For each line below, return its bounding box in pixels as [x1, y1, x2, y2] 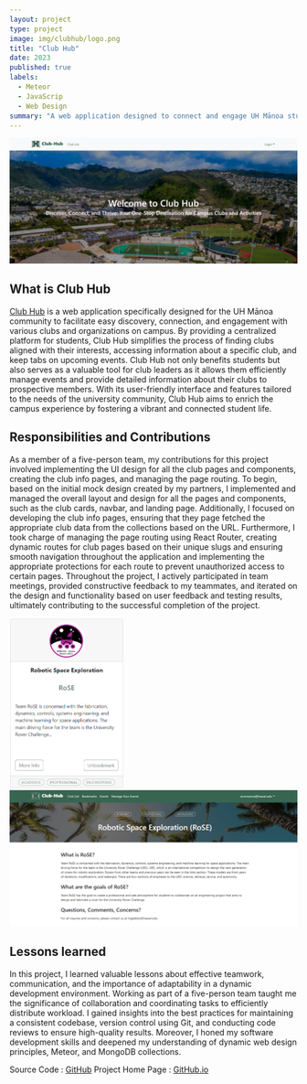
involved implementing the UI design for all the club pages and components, [9, 463, 297, 475]
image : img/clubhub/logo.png [9, 34, 121, 43]
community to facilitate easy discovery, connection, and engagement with [9, 316, 288, 327]
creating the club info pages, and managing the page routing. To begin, [9, 473, 278, 484]
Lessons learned [9, 944, 107, 960]
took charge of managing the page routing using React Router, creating [9, 531, 277, 542]
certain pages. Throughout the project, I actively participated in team [9, 570, 269, 581]
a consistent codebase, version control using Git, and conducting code [9, 1016, 276, 1028]
